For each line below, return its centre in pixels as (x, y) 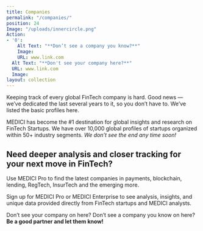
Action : (16, 35)
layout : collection (31, 80)
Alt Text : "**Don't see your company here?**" (72, 63)
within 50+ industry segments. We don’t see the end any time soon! (91, 135)
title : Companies (28, 12)
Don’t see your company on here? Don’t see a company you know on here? (101, 215)
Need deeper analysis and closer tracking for (94, 154)
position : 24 (23, 23)
